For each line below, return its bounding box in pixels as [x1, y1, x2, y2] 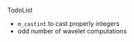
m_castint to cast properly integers [17, 20, 120, 27]
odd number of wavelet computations [17, 27, 127, 35]
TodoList [7, 6, 33, 14]
